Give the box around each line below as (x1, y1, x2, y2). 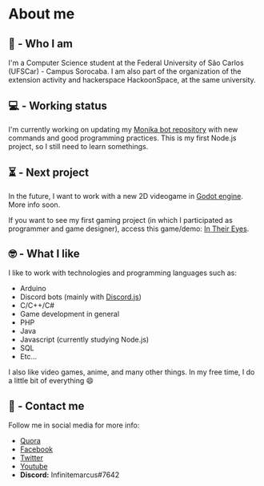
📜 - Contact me (8, 399, 85, 413)
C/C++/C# (19, 301, 54, 310)
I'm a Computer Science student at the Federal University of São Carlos (8, 58, 244, 67)
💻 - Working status (8, 99, 108, 113)
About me (8, 5, 75, 23)
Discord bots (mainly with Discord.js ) (19, 292, 142, 302)
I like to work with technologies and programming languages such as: (8, 268, 238, 277)
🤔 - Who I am (8, 37, 74, 51)
